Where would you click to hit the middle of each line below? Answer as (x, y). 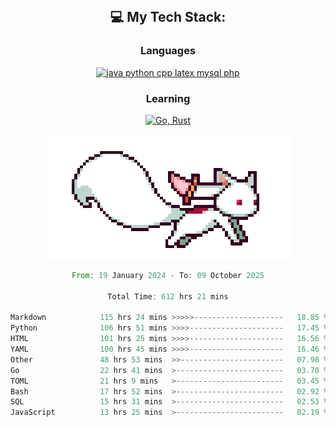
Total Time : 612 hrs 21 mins (168, 296)
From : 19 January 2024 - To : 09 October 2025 (168, 275)
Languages (168, 51)
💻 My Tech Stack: (168, 17)
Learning (168, 98)
